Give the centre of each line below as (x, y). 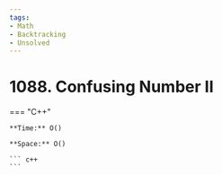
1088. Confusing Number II (111, 87)
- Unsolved (30, 43)
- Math (22, 26)
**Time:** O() (36, 128)
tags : (19, 17)
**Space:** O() (38, 144)
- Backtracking (38, 34)
